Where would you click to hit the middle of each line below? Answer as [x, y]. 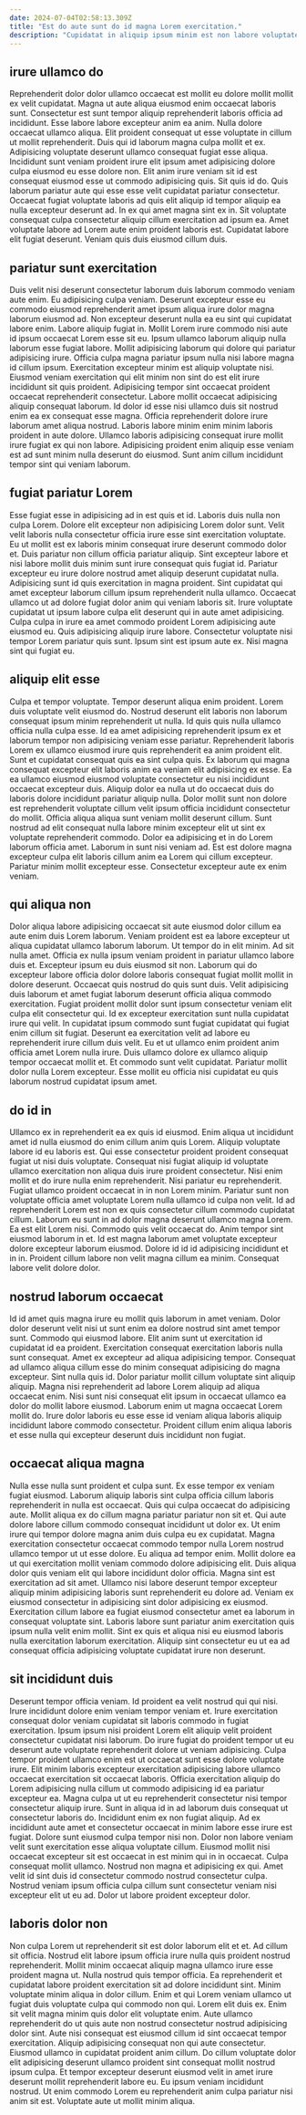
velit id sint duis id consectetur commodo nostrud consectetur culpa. [138, 1875]
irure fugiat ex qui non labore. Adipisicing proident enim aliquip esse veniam [152, 445]
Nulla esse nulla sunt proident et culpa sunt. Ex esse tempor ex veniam [142, 1485]
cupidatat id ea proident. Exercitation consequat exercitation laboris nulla [146, 1348]
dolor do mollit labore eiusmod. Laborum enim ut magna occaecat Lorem [146, 1406]
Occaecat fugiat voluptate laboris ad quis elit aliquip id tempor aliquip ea [145, 201]
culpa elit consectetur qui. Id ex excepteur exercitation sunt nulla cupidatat [149, 1014]
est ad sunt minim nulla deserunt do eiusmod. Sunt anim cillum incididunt [147, 454]
